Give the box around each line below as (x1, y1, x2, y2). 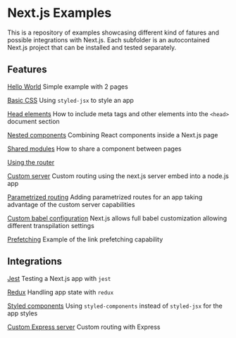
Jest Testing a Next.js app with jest (7, 274, 111, 282)
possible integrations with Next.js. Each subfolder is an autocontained (7, 35, 210, 44)
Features (7, 63, 47, 75)
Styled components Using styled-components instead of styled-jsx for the (7, 301, 223, 310)
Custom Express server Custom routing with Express (7, 323, 161, 331)
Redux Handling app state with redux (7, 287, 114, 296)
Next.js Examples (7, 5, 112, 21)
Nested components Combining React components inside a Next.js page (7, 130, 218, 139)
